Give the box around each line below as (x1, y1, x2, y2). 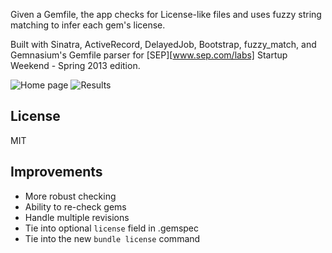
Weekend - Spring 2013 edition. (10, 60, 141, 71)
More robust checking (24, 190, 117, 202)
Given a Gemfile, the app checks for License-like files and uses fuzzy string (10, 9, 322, 20)
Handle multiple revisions (24, 211, 130, 223)
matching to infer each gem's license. (10, 19, 166, 31)
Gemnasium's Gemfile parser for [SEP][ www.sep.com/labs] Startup (10, 49, 288, 61)
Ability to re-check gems (24, 200, 127, 213)
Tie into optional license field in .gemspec (24, 222, 200, 234)
